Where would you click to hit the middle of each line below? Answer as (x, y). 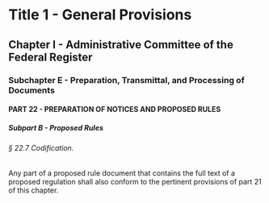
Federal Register (50, 57)
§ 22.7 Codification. (41, 148)
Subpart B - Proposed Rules (56, 127)
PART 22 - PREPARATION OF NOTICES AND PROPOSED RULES (115, 110)
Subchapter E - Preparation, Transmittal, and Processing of (126, 80)
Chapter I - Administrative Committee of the (121, 45)
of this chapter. (34, 190)
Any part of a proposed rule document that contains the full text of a (122, 173)
